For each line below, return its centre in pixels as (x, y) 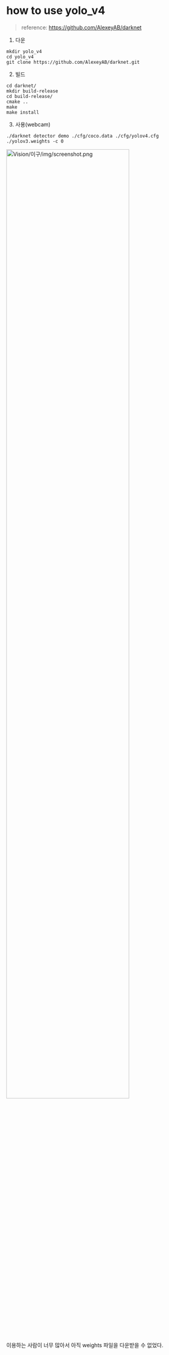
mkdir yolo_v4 (24, 51)
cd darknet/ (21, 86)
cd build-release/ (29, 96)
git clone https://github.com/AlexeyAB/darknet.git (73, 62)
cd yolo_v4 (20, 57)
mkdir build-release (33, 91)
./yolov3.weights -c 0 (35, 141)
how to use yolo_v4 (56, 11)
